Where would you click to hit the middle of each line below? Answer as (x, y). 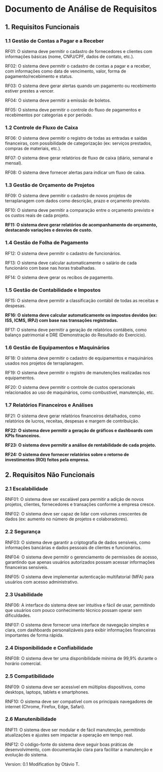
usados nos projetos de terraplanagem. (45, 363)
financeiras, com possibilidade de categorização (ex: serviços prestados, (79, 143)
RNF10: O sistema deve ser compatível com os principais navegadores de (79, 701)
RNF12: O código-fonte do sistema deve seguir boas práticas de (69, 744)
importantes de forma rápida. (34, 635)
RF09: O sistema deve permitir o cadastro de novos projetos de (69, 196)
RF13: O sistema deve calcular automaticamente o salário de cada (71, 263)
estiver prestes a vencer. (30, 91)
